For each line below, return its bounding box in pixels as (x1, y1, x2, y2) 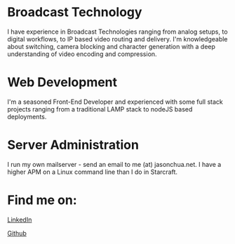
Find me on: (7, 192, 77, 208)
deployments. (7, 112, 47, 121)
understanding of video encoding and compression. (7, 50, 157, 58)
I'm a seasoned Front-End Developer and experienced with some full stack (7, 97, 223, 106)
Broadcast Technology (7, 4, 142, 20)
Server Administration (7, 137, 139, 153)
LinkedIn (7, 215, 32, 224)
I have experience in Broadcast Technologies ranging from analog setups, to (7, 27, 228, 36)
